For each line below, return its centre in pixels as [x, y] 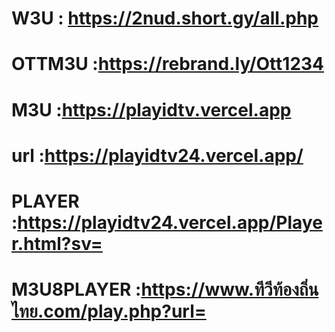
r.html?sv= [57, 243]
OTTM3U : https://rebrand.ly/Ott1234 [168, 64]
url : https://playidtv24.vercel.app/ [157, 155]
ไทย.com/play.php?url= [109, 311]
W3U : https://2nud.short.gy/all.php [165, 18]
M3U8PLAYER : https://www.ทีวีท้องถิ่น [165, 289]
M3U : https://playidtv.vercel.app [151, 109]
